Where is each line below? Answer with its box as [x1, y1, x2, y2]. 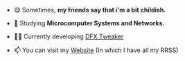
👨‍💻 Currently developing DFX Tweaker [13, 32, 124, 40]
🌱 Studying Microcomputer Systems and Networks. [13, 19, 165, 27]
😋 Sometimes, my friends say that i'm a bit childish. [13, 6, 166, 14]
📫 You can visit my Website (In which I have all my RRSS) [13, 46, 179, 54]
